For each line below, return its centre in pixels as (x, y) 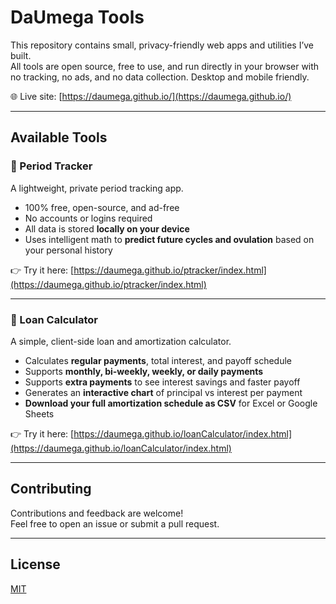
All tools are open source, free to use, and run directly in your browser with (165, 66)
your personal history (68, 250)
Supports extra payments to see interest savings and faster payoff (162, 382)
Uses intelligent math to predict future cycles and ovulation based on (169, 239)
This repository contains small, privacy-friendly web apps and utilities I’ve (162, 45)
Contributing (51, 489)
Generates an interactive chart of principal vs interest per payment (163, 392)
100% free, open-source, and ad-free (102, 207)
